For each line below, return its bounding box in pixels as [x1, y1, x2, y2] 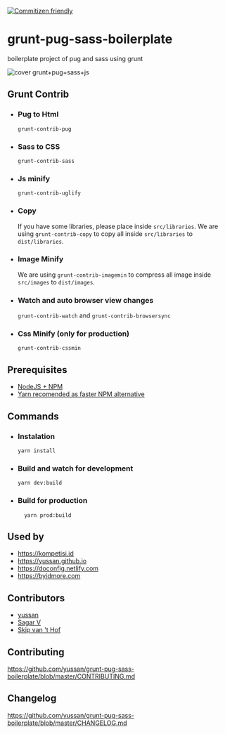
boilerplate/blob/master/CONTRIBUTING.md [7, 671, 136, 681]
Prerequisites [7, 364, 67, 376]
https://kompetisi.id [17, 549, 74, 558]
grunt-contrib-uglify [17, 190, 81, 197]
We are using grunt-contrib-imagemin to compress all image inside [17, 270, 212, 279]
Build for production [17, 496, 88, 506]
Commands [7, 410, 60, 422]
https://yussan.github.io [17, 557, 86, 565]
